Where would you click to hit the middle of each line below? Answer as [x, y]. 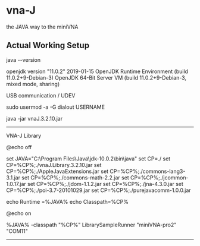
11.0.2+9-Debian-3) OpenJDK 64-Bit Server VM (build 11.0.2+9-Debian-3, [96, 77]
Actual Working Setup [48, 45]
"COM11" [17, 231]
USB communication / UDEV [41, 95]
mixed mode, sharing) [33, 84]
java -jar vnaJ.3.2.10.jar [35, 118]
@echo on [19, 213]
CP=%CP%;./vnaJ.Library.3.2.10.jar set [54, 165]
